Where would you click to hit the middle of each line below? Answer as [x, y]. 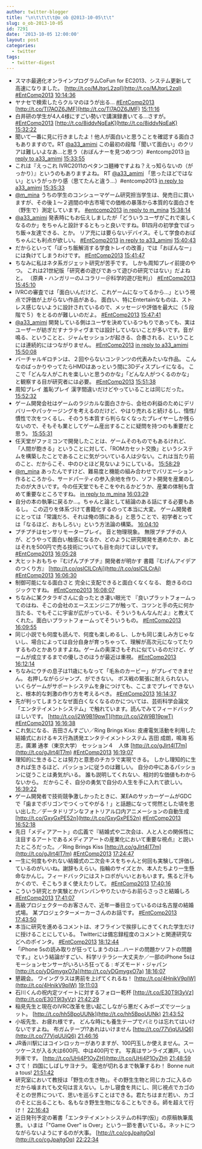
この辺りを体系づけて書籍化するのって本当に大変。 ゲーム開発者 [112, 509]
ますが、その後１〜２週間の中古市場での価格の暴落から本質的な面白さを [105, 202]
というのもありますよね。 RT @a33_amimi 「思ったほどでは [113, 173]
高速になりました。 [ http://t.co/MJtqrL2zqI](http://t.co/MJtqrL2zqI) [98, 88]
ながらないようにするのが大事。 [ [56, 1133]
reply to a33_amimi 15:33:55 [50, 159]
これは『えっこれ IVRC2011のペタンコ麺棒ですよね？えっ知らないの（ [101, 165]
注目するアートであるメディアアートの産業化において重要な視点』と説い [104, 839]
